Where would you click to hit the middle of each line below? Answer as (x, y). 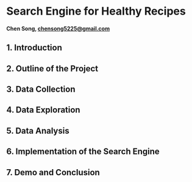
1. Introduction (34, 48)
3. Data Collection (41, 89)
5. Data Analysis (38, 130)
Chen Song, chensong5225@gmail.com (58, 28)
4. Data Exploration (43, 110)
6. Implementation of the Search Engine (83, 152)
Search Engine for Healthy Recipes (96, 11)
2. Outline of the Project (52, 68)
